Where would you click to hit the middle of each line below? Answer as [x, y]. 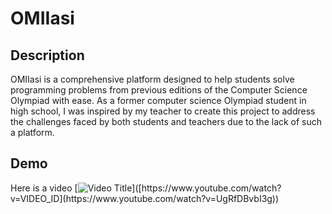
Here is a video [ [44, 188]
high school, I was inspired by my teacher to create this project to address [163, 111]
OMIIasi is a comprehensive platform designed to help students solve [152, 79]
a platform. [32, 132]
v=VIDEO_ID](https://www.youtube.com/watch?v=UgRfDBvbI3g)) [145, 198]
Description [47, 55]
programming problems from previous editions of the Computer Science [159, 90]
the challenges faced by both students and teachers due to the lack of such [166, 121]
